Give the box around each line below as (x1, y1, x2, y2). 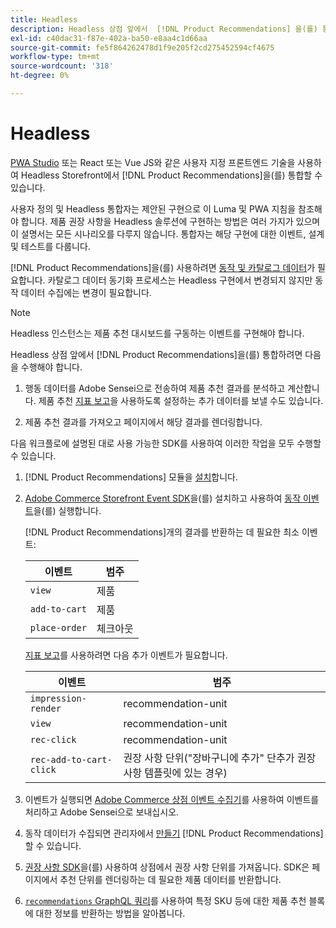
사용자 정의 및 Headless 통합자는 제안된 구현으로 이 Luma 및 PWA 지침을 (10, 202, 297, 215)
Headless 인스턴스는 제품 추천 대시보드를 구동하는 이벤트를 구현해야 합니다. (10, 327, 305, 339)
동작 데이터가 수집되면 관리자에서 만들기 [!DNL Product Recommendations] (24, 827, 324, 839)
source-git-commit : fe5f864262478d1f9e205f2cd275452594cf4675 (10, 42, 275, 53)
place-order (29, 622, 87, 633)
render (29, 702, 62, 714)
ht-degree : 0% (10, 71, 70, 81)
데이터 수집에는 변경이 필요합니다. (20, 286, 152, 298)
